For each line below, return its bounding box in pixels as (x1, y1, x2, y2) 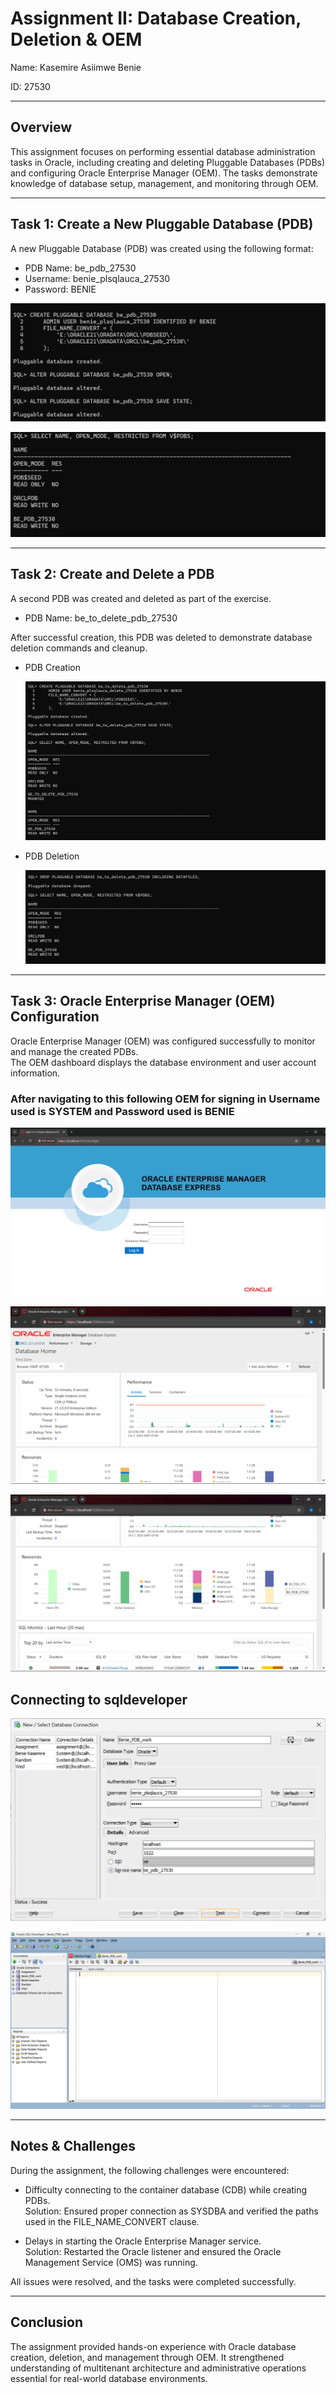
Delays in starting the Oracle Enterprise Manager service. (24, 2235, 262, 2247)
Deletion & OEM (10, 28, 143, 51)
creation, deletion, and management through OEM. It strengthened (10, 2351, 285, 2363)
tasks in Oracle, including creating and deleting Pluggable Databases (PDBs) (10, 156, 326, 168)
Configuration (10, 1008, 100, 1026)
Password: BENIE (24, 283, 97, 295)
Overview (10, 119, 73, 136)
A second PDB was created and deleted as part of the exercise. (10, 592, 272, 604)
